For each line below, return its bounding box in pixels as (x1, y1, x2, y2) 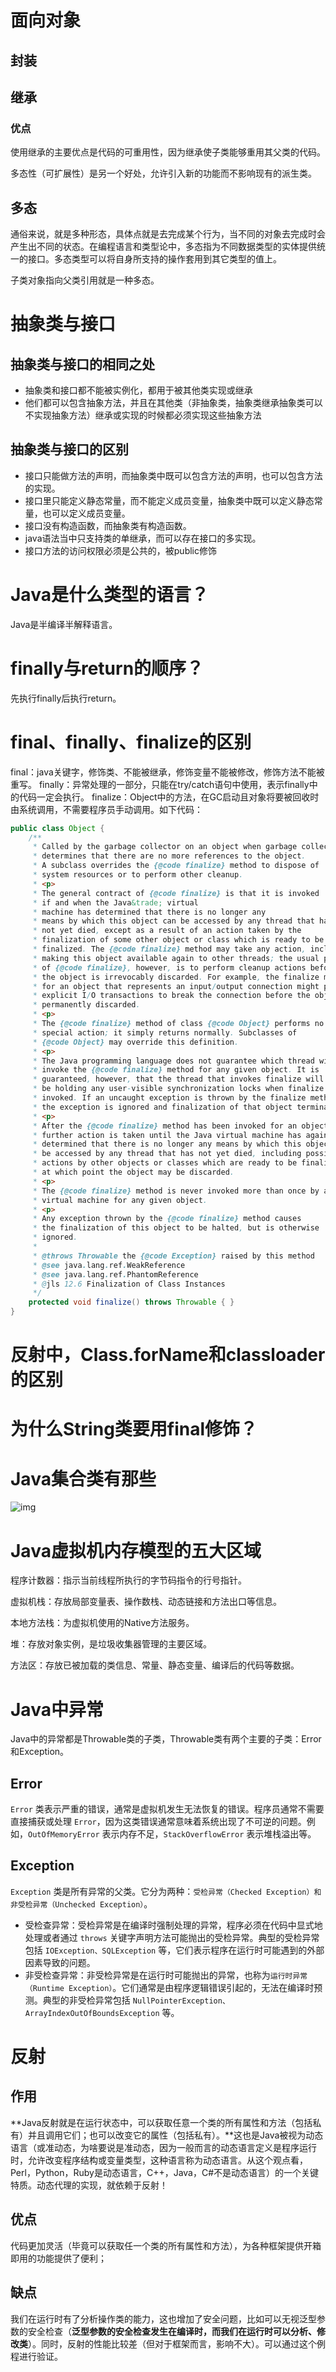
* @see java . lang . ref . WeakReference (32, 1260, 186, 1270)
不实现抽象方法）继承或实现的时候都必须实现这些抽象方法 (24, 409, 262, 421)
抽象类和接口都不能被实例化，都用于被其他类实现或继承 (24, 384, 253, 396)
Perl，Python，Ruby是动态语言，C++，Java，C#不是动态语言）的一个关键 (10, 2166, 320, 2178)
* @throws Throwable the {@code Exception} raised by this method (32, 1251, 315, 1261)
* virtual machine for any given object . (32, 1195, 208, 1205)
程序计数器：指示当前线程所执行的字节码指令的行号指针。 (10, 1574, 247, 1586)
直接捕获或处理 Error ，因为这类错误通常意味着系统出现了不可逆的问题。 (10, 1816, 307, 1828)
